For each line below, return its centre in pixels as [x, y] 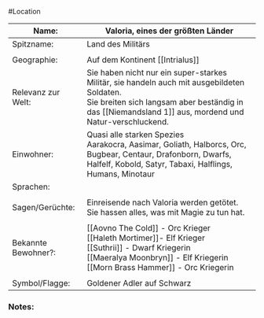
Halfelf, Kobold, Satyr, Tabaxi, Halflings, [159, 164]
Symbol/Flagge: [41, 283]
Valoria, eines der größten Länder [169, 31]
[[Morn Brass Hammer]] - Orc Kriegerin [160, 267]
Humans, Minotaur [120, 174]
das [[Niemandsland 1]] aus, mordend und [165, 112]
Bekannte [29, 243]
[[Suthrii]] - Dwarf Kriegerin [138, 248]
